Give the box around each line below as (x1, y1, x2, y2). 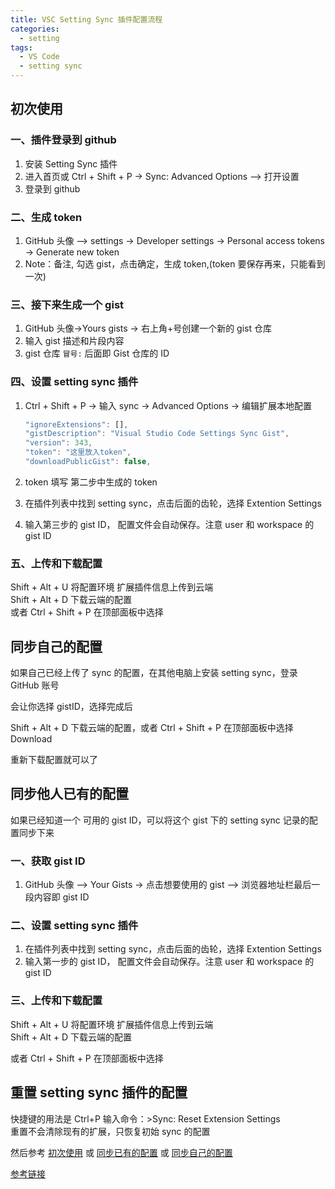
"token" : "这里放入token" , (24, 447, 132, 458)
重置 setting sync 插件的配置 (10, 1084, 188, 1101)
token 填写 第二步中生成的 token (24, 476, 158, 488)
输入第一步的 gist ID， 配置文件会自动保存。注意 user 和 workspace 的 (24, 956, 315, 968)
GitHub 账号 (10, 679, 60, 691)
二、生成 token (10, 210, 83, 224)
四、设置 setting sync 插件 (10, 375, 139, 389)
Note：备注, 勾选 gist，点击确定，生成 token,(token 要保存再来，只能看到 (24, 257, 326, 270)
